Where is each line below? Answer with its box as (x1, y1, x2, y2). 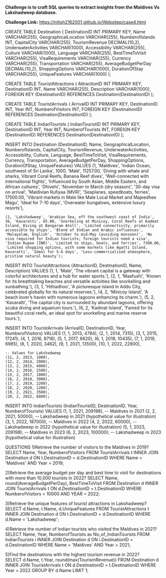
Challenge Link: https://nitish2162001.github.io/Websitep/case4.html (5, 19, 147, 25)
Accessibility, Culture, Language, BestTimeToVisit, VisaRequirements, (5, 152, 148, 158)
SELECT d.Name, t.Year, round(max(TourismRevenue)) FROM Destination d (5, 557, 159, 563)
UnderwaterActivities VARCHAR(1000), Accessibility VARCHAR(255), (5, 45, 146, 50)
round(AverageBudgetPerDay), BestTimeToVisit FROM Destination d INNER (5, 480, 159, 486)
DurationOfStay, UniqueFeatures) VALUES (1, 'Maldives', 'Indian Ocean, (5, 163, 151, 168)
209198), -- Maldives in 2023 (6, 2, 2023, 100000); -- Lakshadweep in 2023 (5, 429, 162, 435)
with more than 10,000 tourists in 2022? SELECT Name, (5, 475, 119, 481)
